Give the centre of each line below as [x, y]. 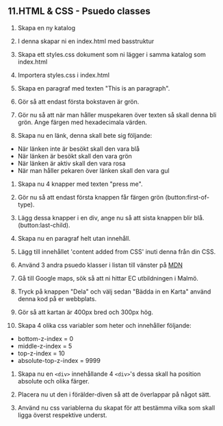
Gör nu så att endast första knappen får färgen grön [91, 197]
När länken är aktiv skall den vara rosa [71, 163]
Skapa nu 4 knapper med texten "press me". [80, 184]
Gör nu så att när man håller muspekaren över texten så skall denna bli [117, 115]
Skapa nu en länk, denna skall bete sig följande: [85, 135]
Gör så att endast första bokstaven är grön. [78, 102]
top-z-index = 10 [41, 353]
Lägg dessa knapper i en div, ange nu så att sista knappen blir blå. [111, 217]
